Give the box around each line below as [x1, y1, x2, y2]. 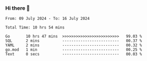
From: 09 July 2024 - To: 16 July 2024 [5, 16, 90, 21]
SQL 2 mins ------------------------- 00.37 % [5, 38, 142, 44]
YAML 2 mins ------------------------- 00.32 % [5, 43, 142, 48]
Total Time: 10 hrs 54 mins [5, 25, 65, 30]
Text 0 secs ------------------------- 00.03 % [5, 52, 142, 57]
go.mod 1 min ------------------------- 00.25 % [5, 47, 142, 52]
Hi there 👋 [5, 5, 31, 12]
